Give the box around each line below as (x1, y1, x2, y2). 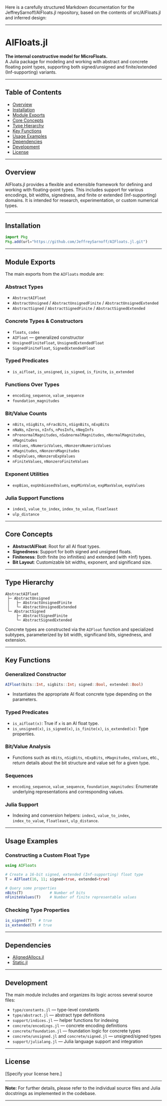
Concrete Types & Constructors (5, 318, 83, 325)
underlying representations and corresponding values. (12, 789, 124, 795)
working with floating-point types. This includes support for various (5, 187, 144, 193)
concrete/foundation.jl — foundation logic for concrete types (12, 1028, 141, 1034)
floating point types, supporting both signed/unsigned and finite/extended (5, 64, 157, 70)
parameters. (12, 697, 38, 703)
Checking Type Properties (5, 906, 70, 913)
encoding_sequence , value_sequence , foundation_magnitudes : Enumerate (12, 784, 158, 790)
